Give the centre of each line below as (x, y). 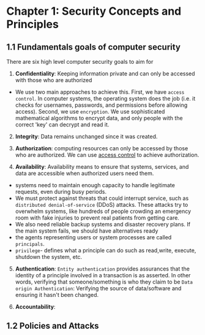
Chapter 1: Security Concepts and (94, 11)
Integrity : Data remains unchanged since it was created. (86, 137)
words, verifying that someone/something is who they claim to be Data (104, 282)
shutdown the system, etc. (49, 257)
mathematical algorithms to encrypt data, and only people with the (99, 118)
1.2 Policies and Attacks (53, 326)
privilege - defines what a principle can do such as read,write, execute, (106, 250)
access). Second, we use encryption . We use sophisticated (90, 111)
